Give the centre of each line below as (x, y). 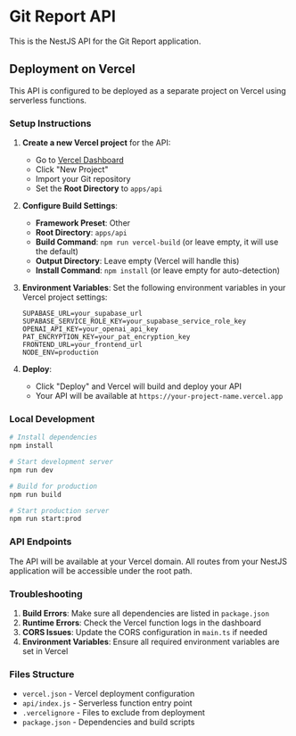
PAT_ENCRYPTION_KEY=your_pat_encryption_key (106, 337)
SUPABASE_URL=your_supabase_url (82, 314)
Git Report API (62, 17)
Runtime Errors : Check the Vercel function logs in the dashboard (141, 623)
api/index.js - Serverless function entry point (107, 703)
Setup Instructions (50, 123)
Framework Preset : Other (83, 223)
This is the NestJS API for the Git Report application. (105, 41)
